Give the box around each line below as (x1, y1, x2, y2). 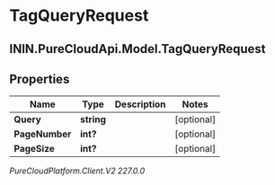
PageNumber (13, 128, 72, 140)
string (79, 113, 106, 126)
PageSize (13, 143, 56, 155)
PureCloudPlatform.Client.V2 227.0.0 (9, 165, 146, 176)
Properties (9, 71, 70, 86)
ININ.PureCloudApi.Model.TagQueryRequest (9, 41, 267, 57)
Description (114, 98, 166, 110)
